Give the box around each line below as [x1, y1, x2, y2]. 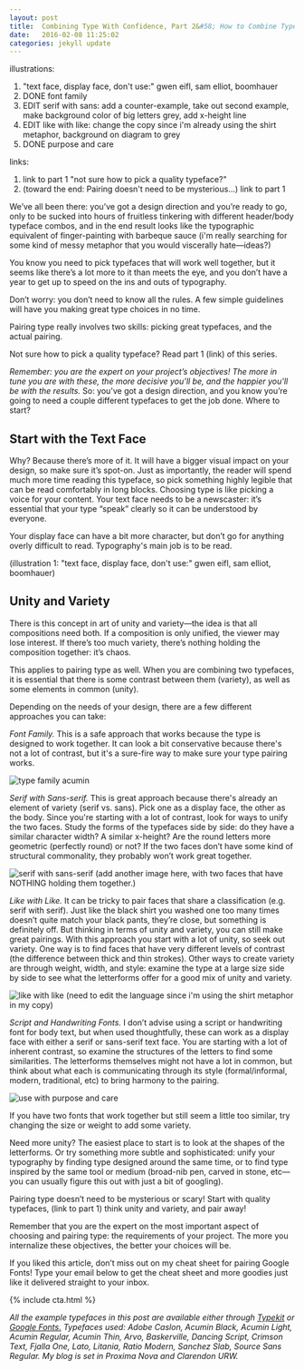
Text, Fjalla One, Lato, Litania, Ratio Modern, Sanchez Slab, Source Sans [9, 1340, 282, 1352]
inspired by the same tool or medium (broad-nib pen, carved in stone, [9, 1166, 269, 1177]
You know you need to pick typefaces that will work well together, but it [9, 258, 276, 269]
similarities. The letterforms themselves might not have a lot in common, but [9, 1055, 292, 1066]
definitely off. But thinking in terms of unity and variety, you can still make [9, 924, 283, 935]
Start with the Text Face [9, 431, 147, 446]
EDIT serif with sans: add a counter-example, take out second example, [22, 101, 290, 112]
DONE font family [22, 91, 88, 102]
